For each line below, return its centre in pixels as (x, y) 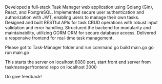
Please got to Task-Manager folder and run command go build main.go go (79, 47)
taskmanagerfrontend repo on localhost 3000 (51, 67)
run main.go (17, 52)
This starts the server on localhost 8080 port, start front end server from (78, 62)
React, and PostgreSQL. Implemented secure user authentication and (75, 12)
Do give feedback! (24, 76)
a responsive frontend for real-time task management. (59, 38)
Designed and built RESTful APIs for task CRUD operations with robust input (81, 22)
